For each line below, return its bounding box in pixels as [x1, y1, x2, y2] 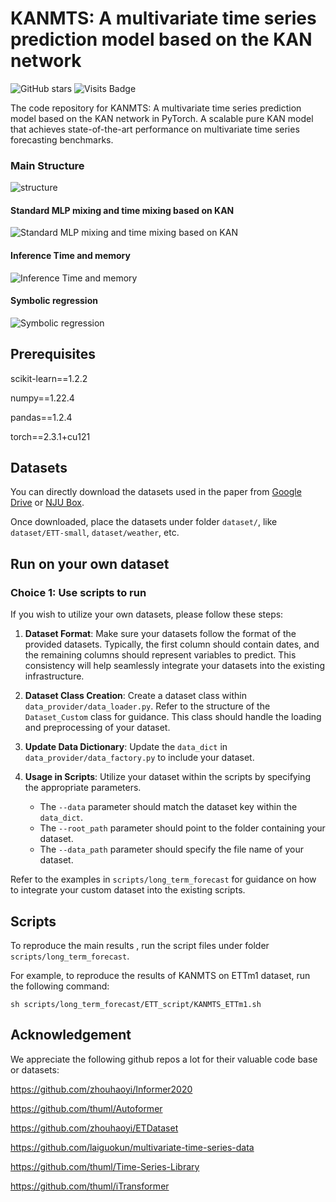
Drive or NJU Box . [10, 497, 85, 509]
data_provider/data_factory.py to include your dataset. [24, 752, 255, 764]
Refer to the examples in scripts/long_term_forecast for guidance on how [10, 873, 317, 886]
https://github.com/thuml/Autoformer [10, 1102, 163, 1114]
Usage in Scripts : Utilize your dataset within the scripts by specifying [24, 771, 311, 783]
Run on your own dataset [10, 555, 170, 572]
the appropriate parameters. [24, 782, 142, 794]
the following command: [10, 980, 110, 992]
